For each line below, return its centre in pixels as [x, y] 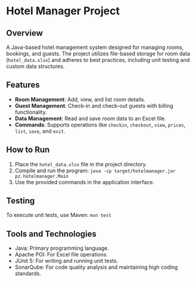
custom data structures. [35, 66]
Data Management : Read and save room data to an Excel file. [90, 118]
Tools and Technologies [52, 234]
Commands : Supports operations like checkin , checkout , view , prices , [100, 125]
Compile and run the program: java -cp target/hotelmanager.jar [95, 171]
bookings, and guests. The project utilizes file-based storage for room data [98, 54]
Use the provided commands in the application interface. [85, 182]
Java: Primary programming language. [62, 248]
